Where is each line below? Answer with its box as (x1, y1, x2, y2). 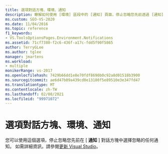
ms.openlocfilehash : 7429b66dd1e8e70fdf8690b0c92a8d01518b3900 (5, 73, 140, 78)
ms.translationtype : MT (5, 82, 55, 87)
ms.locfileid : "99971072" (5, 96, 59, 101)
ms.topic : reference (5, 26, 49, 31)
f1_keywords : (5, 31, 33, 36)
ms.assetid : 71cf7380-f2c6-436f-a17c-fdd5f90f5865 (5, 40, 113, 45)
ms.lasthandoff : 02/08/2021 (5, 92, 64, 97)
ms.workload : (5, 59, 33, 64)
